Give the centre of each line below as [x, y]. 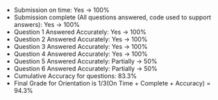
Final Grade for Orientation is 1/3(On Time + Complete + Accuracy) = [112, 83]
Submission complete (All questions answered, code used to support [112, 17]
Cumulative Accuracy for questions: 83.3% [75, 76]
